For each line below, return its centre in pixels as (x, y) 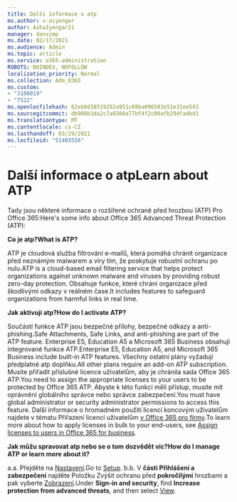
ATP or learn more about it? (49, 454)
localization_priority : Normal (54, 74)
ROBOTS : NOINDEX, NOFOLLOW (47, 67)
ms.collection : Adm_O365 (44, 80)
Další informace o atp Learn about (108, 175)
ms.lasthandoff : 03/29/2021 (49, 134)
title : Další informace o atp (52, 14)
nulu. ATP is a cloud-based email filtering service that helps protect (105, 268)
